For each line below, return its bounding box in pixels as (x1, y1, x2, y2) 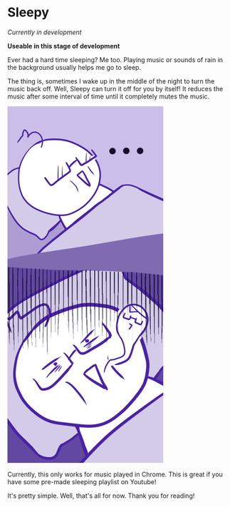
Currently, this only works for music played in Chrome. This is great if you (7, 470, 223, 478)
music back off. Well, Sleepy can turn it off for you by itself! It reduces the (7, 84, 224, 93)
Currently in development (7, 28, 82, 36)
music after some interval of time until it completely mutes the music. (7, 92, 210, 101)
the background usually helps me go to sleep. (7, 63, 141, 71)
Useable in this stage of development (7, 41, 120, 50)
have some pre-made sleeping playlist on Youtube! (7, 477, 157, 486)
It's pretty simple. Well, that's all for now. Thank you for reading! (7, 491, 195, 500)
